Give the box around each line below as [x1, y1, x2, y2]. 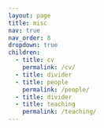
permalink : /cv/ [22, 64, 76, 72]
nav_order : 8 [8, 33, 51, 42]
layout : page [8, 11, 51, 20]
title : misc [8, 19, 47, 27]
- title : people [15, 78, 69, 86]
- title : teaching [15, 100, 76, 108]
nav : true [8, 26, 41, 34]
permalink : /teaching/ [22, 108, 97, 116]
